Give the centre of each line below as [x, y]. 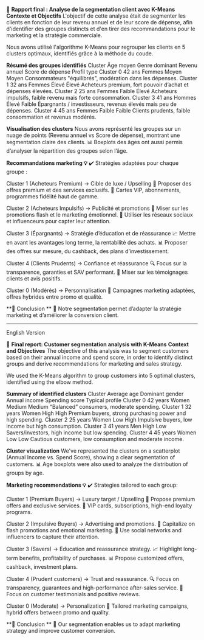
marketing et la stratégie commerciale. [54, 35]
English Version [26, 332]
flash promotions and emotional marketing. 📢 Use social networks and [94, 530]
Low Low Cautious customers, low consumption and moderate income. [95, 439]
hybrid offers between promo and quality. [58, 612]
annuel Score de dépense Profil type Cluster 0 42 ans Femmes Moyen [94, 72]
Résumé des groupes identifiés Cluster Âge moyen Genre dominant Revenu [102, 65]
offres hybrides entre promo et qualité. [55, 297]
